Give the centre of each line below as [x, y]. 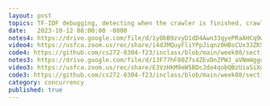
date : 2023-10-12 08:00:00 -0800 [68, 30]
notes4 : [21, 38]
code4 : [19, 53]
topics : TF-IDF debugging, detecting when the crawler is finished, [125, 23]
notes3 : [21, 61]
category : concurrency [46, 82]
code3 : [19, 75]
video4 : [21, 45]
